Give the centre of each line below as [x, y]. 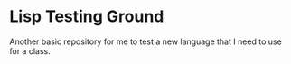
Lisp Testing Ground [87, 17]
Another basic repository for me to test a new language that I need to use [145, 41]
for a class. [30, 50]
